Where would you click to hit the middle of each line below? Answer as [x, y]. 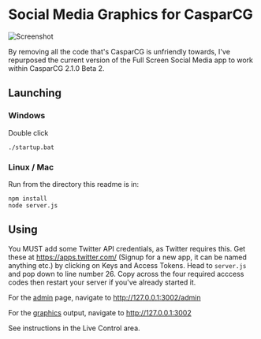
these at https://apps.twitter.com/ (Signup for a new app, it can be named [127, 257]
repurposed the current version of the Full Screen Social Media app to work [131, 60]
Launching [35, 93]
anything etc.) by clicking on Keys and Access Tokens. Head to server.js [127, 265]
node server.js [33, 205]
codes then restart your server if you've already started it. [102, 282]
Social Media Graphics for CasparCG [131, 15]
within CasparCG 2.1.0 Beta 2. [56, 68]
